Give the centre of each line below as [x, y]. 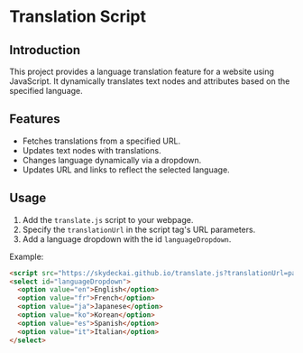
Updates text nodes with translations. [92, 150]
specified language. [46, 91]
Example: [27, 256]
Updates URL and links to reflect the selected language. [126, 170]
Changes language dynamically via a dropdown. [112, 160]
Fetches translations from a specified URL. [101, 141]
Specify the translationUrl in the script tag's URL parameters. [139, 229]
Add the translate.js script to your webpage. [108, 219]
